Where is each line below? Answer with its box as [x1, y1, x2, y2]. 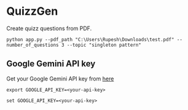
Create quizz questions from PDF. [6, 25, 92, 32]
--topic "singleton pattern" [66, 42, 141, 48]
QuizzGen [6, 4, 58, 18]
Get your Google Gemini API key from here [6, 75, 114, 82]
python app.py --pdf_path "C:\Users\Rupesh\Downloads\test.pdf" [6, 36, 174, 42]
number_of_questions [6, 42, 60, 48]
